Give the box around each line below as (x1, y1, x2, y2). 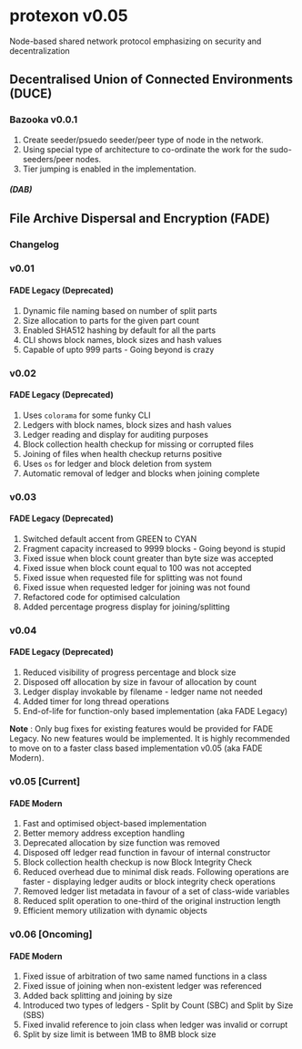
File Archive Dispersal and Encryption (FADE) (9, 211, 270, 226)
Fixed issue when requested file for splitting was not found (22, 572, 243, 583)
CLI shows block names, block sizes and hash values (22, 334, 223, 345)
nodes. (75, 153, 102, 164)
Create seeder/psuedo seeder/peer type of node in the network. (22, 134, 264, 145)
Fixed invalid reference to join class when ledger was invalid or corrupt (22, 1019, 288, 1031)
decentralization (9, 45, 70, 56)
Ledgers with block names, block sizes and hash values (22, 419, 232, 430)
